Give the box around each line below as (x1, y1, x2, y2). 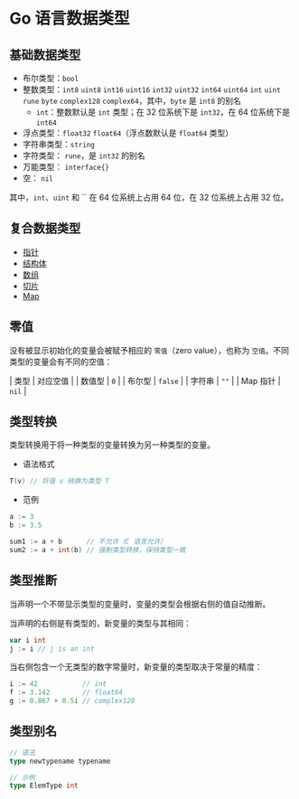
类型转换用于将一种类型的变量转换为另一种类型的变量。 (9, 439, 215, 450)
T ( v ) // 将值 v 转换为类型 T (9, 476, 110, 486)
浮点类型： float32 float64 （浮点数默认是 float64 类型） (22, 127, 233, 138)
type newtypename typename (9, 757, 111, 766)
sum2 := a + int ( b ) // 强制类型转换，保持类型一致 (9, 545, 187, 554)
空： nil (22, 173, 54, 183)
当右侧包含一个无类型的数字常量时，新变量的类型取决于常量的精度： (9, 662, 263, 672)
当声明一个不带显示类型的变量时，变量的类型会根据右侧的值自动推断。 (9, 598, 271, 609)
